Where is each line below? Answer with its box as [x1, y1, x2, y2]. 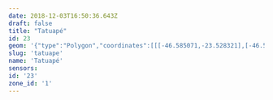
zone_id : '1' [8, 79, 53, 87]
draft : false [8, 19, 53, 27]
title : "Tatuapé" [8, 27, 67, 35]
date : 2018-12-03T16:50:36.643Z [8, 11, 118, 20]
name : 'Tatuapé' [8, 57, 63, 65]
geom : [8, 42, 27, 50]
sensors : [8, 65, 38, 73]
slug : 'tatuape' [8, 49, 63, 57]
